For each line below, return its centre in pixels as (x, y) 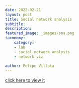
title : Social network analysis (39, 19)
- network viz (29, 57)
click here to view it (25, 80)
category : (24, 43)
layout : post (19, 15)
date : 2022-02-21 (23, 10)
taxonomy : (15, 38)
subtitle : (15, 24)
